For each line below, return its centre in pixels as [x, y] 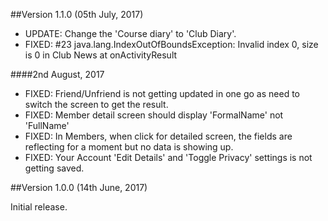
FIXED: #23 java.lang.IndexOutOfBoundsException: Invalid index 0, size [171, 44]
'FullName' [47, 125]
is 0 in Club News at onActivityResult [101, 55]
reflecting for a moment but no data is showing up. [129, 147]
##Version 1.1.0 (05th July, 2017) [77, 14]
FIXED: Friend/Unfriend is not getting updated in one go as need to [162, 93]
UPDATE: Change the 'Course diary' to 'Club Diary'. [130, 33]
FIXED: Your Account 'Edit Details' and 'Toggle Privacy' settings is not [168, 157]
